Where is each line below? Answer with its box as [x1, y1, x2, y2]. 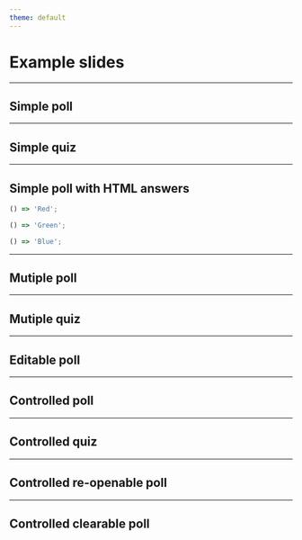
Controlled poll [9, 393, 94, 409]
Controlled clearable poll [9, 516, 150, 531]
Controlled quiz [9, 434, 98, 450]
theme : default [9, 13, 67, 22]
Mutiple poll [9, 271, 77, 286]
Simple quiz [9, 139, 77, 155]
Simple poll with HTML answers [9, 181, 191, 196]
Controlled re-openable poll [9, 475, 168, 490]
